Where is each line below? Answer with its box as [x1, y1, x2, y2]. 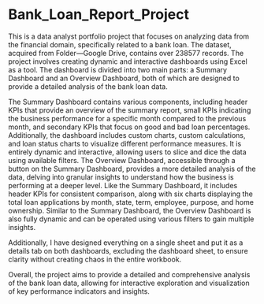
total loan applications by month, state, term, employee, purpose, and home [8, 197, 255, 206]
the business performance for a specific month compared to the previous [8, 113, 247, 123]
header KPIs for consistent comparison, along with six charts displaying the [8, 189, 254, 198]
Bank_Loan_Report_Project [8, 6, 190, 24]
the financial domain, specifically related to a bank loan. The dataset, [8, 39, 232, 49]
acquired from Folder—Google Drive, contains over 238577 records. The [8, 48, 244, 57]
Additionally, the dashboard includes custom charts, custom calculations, [8, 130, 246, 139]
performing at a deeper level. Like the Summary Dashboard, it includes [8, 180, 238, 190]
